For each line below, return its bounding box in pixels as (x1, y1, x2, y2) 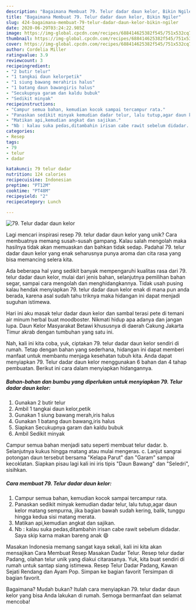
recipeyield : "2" (6, 193, 48, 199)
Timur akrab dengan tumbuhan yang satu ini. (6, 328, 114, 335)
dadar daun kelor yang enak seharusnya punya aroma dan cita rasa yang (6, 250, 181, 257)
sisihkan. (6, 467, 27, 474)
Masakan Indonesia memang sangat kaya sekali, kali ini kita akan (6, 543, 162, 550)
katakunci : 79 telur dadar (6, 166, 72, 172)
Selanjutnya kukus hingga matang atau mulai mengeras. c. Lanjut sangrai (6, 448, 182, 455)
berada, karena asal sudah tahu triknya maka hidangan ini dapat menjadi (6, 292, 180, 299)
